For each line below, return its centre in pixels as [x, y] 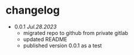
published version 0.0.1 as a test [63, 46]
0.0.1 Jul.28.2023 [36, 27]
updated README [45, 39]
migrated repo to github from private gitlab [76, 33]
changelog [33, 10]
